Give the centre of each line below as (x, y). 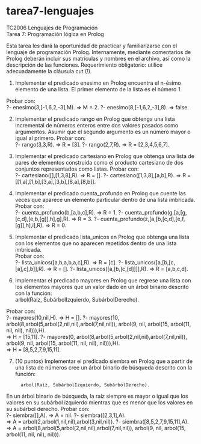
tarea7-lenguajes (50, 11)
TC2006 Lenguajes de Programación (52, 28)
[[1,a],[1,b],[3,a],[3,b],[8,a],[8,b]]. (55, 181)
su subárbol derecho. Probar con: (48, 409)
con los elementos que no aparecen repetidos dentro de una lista (96, 243)
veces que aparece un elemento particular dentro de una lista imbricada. (105, 199)
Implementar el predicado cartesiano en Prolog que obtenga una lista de (104, 156)
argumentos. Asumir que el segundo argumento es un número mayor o (103, 132)
